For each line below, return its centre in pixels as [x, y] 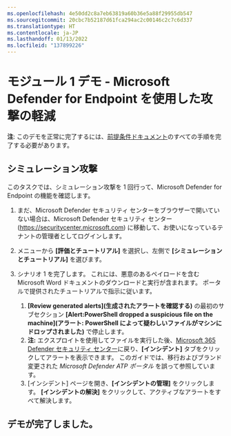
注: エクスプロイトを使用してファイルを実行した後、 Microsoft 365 [121, 340]
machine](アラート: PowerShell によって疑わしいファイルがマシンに [124, 323]
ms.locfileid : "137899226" [46, 45]
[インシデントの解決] [70, 392]
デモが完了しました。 [52, 424]
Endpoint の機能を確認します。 [51, 195]
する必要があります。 [43, 145]
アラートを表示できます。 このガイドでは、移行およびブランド [134, 357]
